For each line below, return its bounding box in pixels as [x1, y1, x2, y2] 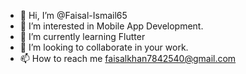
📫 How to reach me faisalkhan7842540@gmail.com [19, 53, 237, 64]
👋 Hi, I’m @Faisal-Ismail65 [19, 10, 128, 21]
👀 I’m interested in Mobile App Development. [19, 20, 204, 32]
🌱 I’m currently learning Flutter [19, 31, 146, 42]
